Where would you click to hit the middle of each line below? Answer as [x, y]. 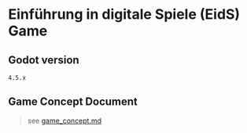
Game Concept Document [73, 102]
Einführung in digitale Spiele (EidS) [124, 14]
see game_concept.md [65, 120]
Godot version [44, 60]
